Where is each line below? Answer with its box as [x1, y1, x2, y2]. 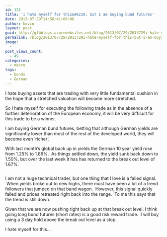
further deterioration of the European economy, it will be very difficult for [5, 110, 154, 116]
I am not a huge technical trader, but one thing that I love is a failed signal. [5, 175, 157, 181]
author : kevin [5, 21, 35, 26]
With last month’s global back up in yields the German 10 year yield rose [5, 145, 153, 152]
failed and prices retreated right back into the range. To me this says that [5, 191, 156, 197]
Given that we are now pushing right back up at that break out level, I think [5, 206, 158, 212]
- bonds [9, 72, 26, 77]
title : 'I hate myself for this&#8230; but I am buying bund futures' [5, 12, 155, 17]
